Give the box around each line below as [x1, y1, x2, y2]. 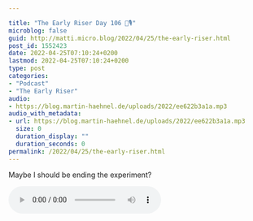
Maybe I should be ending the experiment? [8, 170, 152, 180]
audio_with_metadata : [8, 110, 82, 118]
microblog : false [8, 26, 68, 35]
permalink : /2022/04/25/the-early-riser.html [8, 147, 165, 155]
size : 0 [15, 125, 42, 133]
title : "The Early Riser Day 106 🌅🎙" [8, 19, 137, 27]
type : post [8, 64, 46, 73]
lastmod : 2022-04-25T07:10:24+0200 [8, 57, 129, 65]
